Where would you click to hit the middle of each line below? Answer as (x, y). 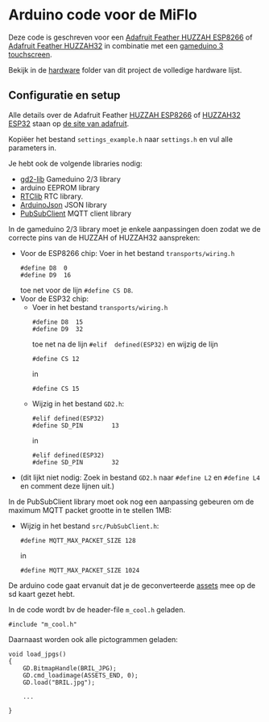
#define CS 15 (56, 388)
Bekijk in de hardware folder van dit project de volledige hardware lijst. (125, 69)
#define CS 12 (56, 359)
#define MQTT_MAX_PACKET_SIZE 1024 (80, 570)
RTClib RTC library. (52, 196)
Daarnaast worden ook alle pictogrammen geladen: (93, 639)
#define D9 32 (57, 329)
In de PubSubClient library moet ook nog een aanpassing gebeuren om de (131, 502)
